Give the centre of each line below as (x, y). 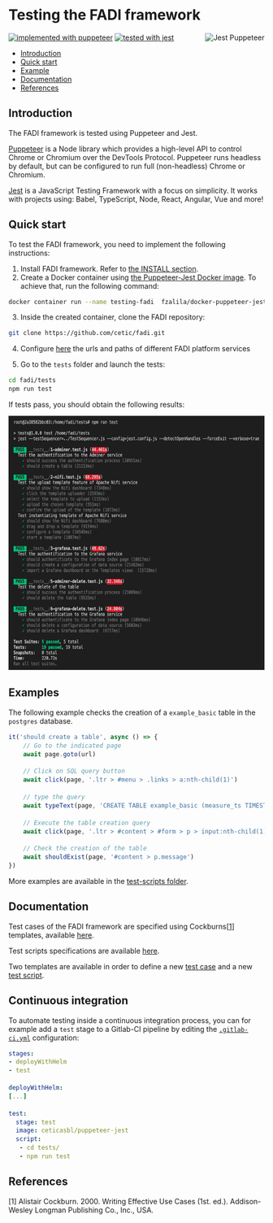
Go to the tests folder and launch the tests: (93, 364)
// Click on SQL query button (74, 771)
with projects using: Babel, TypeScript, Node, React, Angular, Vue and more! (136, 199)
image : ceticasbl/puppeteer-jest (72, 1131)
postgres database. (41, 720)
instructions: (29, 253)
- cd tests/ (39, 1148)
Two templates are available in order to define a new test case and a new (131, 966)
